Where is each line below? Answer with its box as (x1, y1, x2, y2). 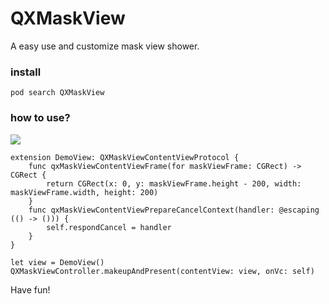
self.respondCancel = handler (46, 222, 172, 232)
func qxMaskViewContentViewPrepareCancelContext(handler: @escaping (28, 205, 320, 215)
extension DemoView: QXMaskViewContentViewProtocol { (10, 152, 240, 162)
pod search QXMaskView (10, 88, 105, 98)
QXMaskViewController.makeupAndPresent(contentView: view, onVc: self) (10, 266, 315, 276)
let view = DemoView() (10, 257, 105, 267)
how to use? (10, 111, 71, 125)
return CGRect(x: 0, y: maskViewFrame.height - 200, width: (46, 178, 302, 189)
